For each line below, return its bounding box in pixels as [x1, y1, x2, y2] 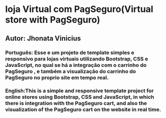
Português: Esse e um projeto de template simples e [5, 49, 134, 56]
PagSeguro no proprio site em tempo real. [5, 74, 109, 81]
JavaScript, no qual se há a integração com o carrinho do [5, 61, 147, 68]
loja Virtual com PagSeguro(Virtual [5, 3, 153, 15]
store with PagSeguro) [5, 14, 100, 25]
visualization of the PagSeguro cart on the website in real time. [5, 106, 161, 113]
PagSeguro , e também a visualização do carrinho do [5, 67, 136, 74]
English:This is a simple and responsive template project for [5, 87, 154, 94]
